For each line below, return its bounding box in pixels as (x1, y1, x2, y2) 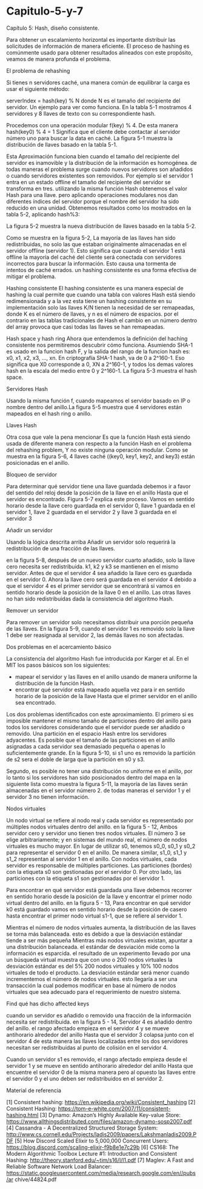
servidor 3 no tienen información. (6, 793, 90, 801)
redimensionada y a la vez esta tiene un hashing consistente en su (6, 297, 172, 304)
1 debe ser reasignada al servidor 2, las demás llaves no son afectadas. (6, 631, 185, 639)
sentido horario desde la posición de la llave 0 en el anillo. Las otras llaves (6, 588, 191, 596)
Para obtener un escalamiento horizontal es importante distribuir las (6, 36, 176, 43)
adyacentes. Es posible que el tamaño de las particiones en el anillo (6, 736, 176, 744)
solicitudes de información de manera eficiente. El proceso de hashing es (6, 42, 190, 50)
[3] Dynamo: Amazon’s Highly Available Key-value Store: (39, 1111, 181, 1119)
